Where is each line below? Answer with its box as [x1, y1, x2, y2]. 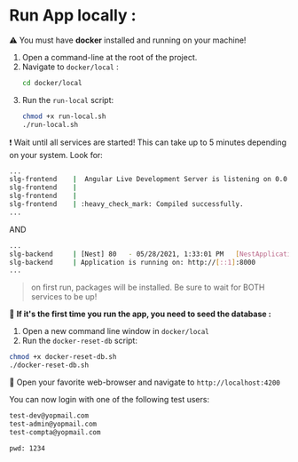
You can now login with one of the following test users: [9, 394, 210, 405]
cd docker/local [21, 78, 82, 87]
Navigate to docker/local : [21, 61, 119, 72]
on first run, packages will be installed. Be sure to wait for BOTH [30, 282, 265, 293]
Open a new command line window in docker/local [21, 326, 210, 337]
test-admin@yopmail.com [9, 419, 98, 428]
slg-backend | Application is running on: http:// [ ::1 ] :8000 [9, 258, 255, 267]
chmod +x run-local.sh [21, 112, 106, 121]
